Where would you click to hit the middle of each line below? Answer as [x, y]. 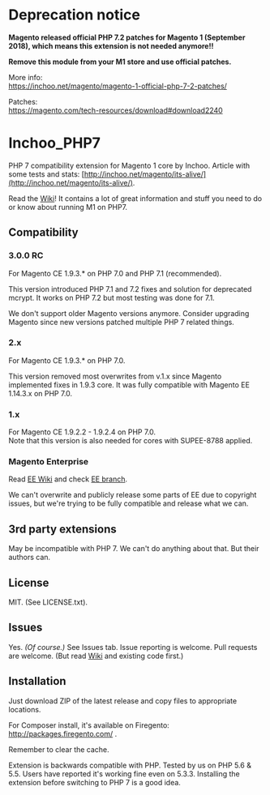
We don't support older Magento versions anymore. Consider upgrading [129, 313]
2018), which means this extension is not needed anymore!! [111, 45]
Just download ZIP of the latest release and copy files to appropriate [123, 701]
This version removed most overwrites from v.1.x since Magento [115, 376]
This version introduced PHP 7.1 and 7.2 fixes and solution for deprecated [130, 289]
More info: [26, 77]
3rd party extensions [62, 529]
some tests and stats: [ [47, 174]
